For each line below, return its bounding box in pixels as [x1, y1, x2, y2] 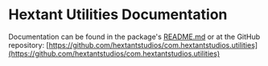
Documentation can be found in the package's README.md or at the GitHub [8, 32, 261, 41]
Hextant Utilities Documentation [8, 6, 228, 24]
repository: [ [8, 40, 50, 49]
